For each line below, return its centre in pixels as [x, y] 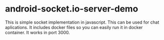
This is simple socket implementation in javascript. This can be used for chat [82, 22]
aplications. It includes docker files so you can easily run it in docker [74, 27]
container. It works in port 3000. [37, 32]
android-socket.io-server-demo [72, 9]
